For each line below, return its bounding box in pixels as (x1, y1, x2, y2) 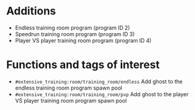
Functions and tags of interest (6, 58, 160, 72)
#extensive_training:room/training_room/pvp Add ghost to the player (14, 90, 189, 97)
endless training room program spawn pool (14, 84, 123, 91)
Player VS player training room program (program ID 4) (14, 37, 152, 44)
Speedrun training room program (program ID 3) (14, 30, 135, 37)
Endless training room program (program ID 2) (14, 24, 130, 31)
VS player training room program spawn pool (14, 97, 127, 104)
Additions (6, 4, 56, 18)
